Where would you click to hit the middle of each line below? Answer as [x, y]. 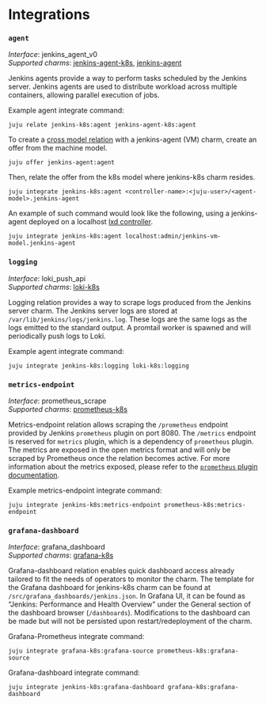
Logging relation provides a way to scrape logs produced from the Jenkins [130, 302]
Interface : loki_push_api [47, 278]
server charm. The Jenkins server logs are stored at [93, 310]
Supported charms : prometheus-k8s [68, 409]
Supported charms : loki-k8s [54, 287]
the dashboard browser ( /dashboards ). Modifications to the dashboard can [129, 613]
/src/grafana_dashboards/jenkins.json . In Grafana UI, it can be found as [127, 596]
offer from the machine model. [58, 148]
